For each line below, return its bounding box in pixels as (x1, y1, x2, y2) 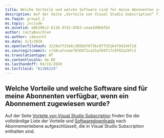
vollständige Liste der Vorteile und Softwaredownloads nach (5, 118, 126, 124)
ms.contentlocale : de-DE (5, 57, 56, 62)
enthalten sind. (5, 128, 35, 134)
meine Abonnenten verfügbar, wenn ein (5, 92, 129, 100)
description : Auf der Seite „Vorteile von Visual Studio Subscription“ (5, 12, 154, 17)
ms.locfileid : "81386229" (5, 67, 58, 71)
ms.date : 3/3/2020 (5, 39, 42, 44)
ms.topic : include (5, 21, 42, 26)
